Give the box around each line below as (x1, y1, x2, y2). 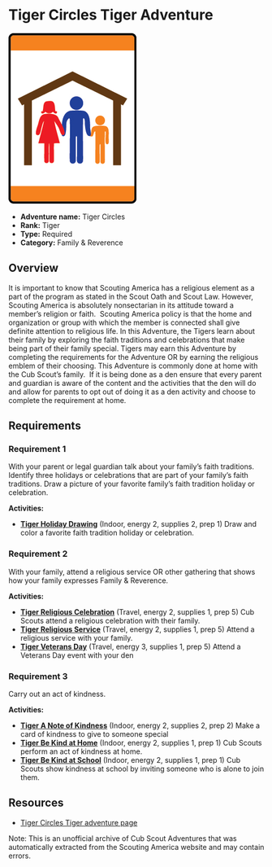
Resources (8, 796, 64, 810)
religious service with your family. (19, 633, 133, 642)
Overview (8, 261, 59, 275)
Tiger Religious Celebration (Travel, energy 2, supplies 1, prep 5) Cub (19, 606, 255, 616)
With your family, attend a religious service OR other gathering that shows (8, 567, 256, 576)
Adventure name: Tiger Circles (19, 212, 126, 221)
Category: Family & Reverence (19, 238, 123, 247)
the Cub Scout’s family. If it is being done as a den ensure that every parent (8, 369, 262, 379)
